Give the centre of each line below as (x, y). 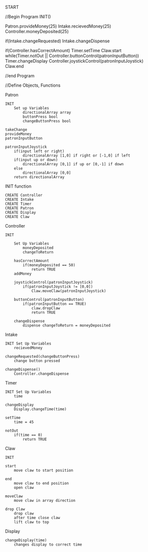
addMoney (23, 274)
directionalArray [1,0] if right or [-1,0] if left (77, 156)
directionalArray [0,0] (47, 173)
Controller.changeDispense (41, 374)
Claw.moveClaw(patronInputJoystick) (69, 291)
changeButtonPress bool (47, 121)
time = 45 (24, 422)
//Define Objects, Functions (33, 85)
